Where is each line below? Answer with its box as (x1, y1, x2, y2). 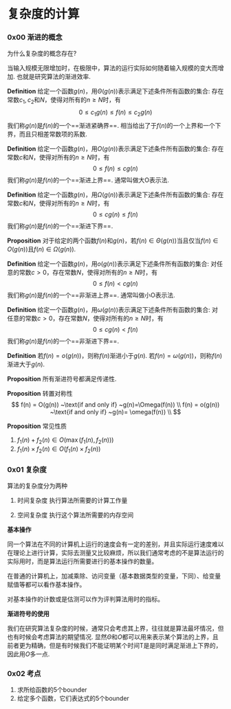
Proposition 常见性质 (7, 422, 67, 430)
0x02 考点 (7, 668, 41, 678)
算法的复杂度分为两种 (7, 482, 67, 490)
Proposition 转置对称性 (7, 390, 74, 398)
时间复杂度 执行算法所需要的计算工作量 (16, 496, 128, 504)
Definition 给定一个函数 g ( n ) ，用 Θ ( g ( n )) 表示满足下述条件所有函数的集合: (7, 87, 210, 95)
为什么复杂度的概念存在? (7, 49, 77, 58)
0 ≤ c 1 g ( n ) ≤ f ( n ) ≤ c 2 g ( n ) (78, 108, 153, 118)
